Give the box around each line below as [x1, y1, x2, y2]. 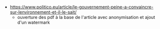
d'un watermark [17, 19, 50, 25]
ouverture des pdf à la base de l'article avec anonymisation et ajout [17, 14, 156, 20]
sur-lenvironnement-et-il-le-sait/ [9, 9, 77, 15]
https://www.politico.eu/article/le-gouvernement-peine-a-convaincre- [9, 4, 154, 10]
